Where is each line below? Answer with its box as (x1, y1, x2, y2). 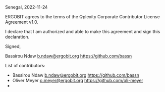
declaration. (5, 34, 30, 40)
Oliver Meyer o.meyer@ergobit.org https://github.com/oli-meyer (12, 78, 144, 83)
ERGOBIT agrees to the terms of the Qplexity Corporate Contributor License (5, 14, 160, 19)
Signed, (5, 44, 21, 49)
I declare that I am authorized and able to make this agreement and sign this (5, 29, 160, 34)
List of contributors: (5, 63, 46, 68)
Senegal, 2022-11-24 (5, 4, 48, 10)
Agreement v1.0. (5, 19, 39, 25)
